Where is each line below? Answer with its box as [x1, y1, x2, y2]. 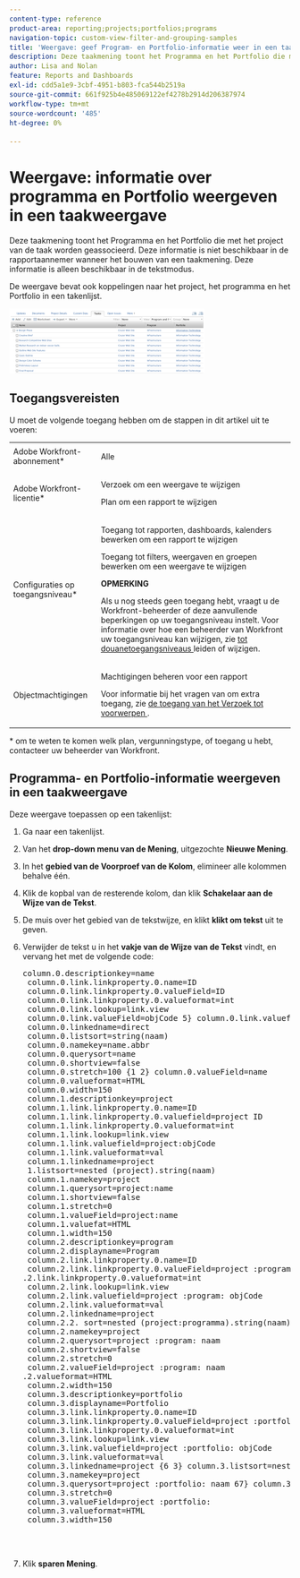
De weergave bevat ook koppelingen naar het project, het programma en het [9, 281, 291, 292]
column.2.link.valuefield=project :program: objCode [27, 1291, 263, 1300]
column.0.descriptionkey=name [21, 968, 154, 978]
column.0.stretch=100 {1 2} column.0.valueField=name [27, 1067, 268, 1076]
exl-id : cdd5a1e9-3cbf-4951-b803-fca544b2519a [9, 81, 186, 90]
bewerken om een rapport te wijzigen [100, 534, 238, 545]
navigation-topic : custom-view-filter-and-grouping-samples [9, 33, 238, 42]
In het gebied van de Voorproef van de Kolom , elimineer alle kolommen [21, 861, 287, 871]
